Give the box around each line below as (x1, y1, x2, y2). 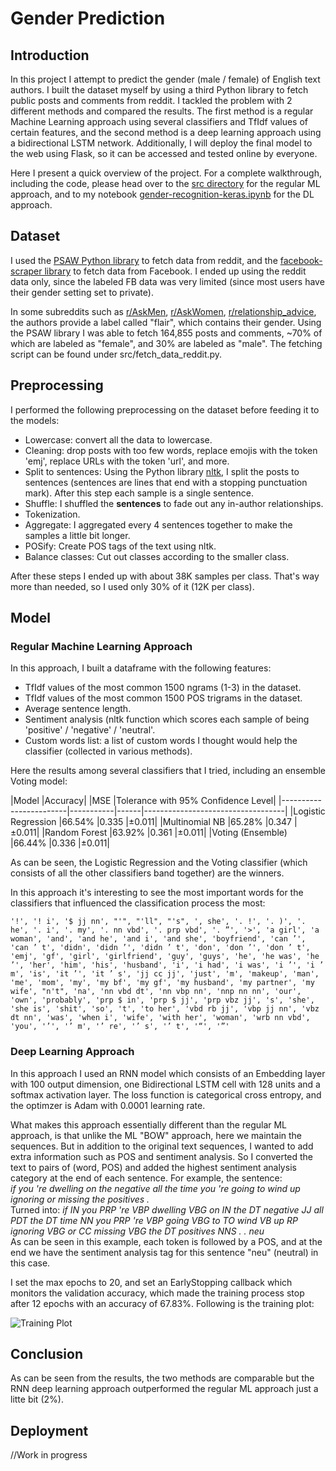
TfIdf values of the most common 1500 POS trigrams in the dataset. (24, 692, 303, 704)
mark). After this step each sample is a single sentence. (24, 487, 254, 499)
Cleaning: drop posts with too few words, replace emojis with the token (24, 444, 318, 456)
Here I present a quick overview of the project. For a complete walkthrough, (10, 167, 322, 179)
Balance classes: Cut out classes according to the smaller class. (24, 550, 290, 562)
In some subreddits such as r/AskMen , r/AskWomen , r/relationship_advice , (10, 305, 317, 317)
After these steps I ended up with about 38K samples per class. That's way (10, 570, 320, 582)
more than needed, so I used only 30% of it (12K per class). (10, 580, 255, 592)
